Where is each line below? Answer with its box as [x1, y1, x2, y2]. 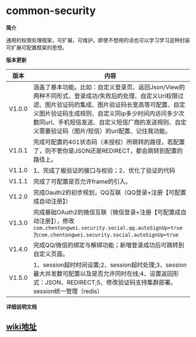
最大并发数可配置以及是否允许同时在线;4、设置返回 [33, 269, 173, 277]
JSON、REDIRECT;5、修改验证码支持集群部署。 [44, 278, 177, 286]
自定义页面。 [33, 250, 69, 258]
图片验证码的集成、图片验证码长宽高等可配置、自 [44, 101, 180, 109]
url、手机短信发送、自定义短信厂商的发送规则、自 [44, 118, 181, 126]
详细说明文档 [6, 303, 37, 310]
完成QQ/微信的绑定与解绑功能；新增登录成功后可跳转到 [33, 241, 185, 249]
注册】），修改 [38, 216, 75, 225]
